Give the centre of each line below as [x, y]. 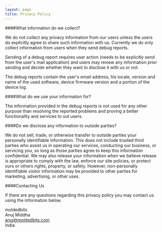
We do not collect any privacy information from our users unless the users [79, 37]
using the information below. [33, 200]
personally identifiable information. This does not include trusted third [74, 140]
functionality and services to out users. [44, 116]
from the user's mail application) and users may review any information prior [81, 62]
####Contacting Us [25, 185]
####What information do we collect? [43, 28]
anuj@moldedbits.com [27, 220]
